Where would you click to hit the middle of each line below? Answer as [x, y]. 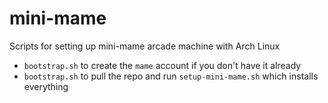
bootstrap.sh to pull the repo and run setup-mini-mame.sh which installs [171, 76]
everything [46, 86]
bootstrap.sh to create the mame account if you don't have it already [162, 65]
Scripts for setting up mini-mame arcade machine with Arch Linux [145, 46]
